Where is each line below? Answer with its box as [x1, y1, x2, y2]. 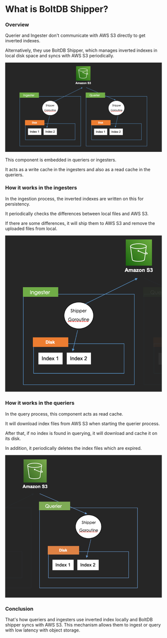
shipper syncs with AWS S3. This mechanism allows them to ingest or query [5, 622, 161, 628]
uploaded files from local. [5, 225, 58, 231]
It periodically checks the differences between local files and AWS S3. [5, 211, 149, 216]
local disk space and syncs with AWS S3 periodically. [5, 53, 114, 59]
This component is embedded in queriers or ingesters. [5, 157, 117, 163]
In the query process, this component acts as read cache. [5, 411, 123, 417]
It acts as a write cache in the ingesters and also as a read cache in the [5, 167, 151, 173]
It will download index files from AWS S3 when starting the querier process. [5, 421, 160, 426]
